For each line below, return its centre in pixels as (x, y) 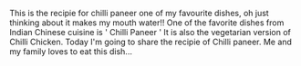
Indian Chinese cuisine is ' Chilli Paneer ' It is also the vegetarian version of (150, 32)
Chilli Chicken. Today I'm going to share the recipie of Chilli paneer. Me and (150, 42)
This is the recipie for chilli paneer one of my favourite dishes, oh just (139, 13)
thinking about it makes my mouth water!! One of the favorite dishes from (147, 23)
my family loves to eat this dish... (71, 52)
